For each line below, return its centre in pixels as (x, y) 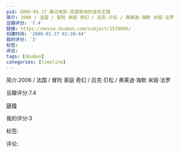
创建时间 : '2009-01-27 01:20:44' (46, 34)
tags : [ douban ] (25, 56)
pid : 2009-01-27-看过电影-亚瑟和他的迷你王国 (58, 12)
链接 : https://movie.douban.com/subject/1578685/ (69, 28)
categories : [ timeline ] (36, 62)
